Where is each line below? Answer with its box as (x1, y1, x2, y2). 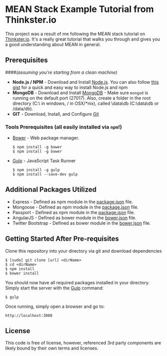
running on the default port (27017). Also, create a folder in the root (12, 95, 151, 101)
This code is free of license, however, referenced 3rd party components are (5, 340, 161, 346)
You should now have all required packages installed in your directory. (5, 279, 150, 285)
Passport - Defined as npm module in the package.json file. (12, 209, 135, 215)
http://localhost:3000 (5, 313, 52, 318)
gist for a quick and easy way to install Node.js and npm (12, 84, 128, 90)
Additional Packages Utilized (5, 186, 96, 194)
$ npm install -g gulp (12, 167, 60, 172)
